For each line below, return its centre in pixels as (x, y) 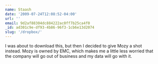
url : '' (13, 18)
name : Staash (18, 9)
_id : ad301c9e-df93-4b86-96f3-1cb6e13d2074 (50, 28)
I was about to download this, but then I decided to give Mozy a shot (74, 46)
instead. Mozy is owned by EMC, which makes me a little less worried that (79, 51)
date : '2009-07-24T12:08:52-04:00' (41, 14)
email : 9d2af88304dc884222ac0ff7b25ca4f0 (48, 23)
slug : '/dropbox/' (24, 32)
